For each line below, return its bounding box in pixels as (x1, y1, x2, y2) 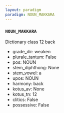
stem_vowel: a (12, 70, 41, 76)
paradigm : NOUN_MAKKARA (5, 12, 55, 17)
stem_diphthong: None (12, 64, 59, 70)
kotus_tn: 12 (12, 91, 37, 97)
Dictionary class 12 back (5, 39, 55, 45)
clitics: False (12, 96, 38, 102)
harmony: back (12, 80, 44, 86)
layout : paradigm (5, 7, 41, 13)
